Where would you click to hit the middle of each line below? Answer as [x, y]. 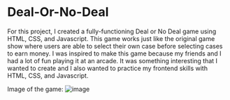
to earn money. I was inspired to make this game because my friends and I [114, 53]
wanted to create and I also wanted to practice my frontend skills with [108, 68]
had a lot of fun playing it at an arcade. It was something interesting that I [113, 60]
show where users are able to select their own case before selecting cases [115, 46]
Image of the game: [35, 89]
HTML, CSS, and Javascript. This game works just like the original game [111, 38]
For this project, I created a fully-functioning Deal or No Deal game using [112, 31]
